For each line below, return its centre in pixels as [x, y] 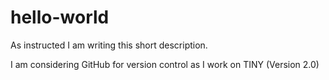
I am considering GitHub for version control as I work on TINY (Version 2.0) [165, 64]
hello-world [60, 17]
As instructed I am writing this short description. [109, 45]
